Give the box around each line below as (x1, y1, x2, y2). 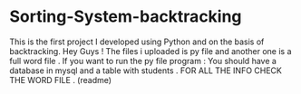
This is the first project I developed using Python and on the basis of (9, 36, 265, 47)
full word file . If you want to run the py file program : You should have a (9, 55, 277, 66)
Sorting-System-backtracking (9, 6, 242, 27)
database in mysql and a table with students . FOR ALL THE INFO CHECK (9, 65, 283, 76)
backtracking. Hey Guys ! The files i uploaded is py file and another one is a (9, 45, 292, 56)
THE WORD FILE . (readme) (9, 74, 112, 85)
